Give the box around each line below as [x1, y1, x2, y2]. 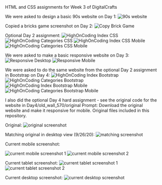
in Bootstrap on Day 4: [5, 72, 50, 78]
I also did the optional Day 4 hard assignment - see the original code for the [5, 97, 157, 103]
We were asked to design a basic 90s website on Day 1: [5, 14, 117, 19]
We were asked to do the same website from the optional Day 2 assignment [5, 67, 157, 73]
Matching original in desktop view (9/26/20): [5, 132, 95, 137]
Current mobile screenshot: [5, 141, 60, 147]
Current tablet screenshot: [5, 160, 58, 165]
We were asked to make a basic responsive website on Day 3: [5, 52, 129, 58]
